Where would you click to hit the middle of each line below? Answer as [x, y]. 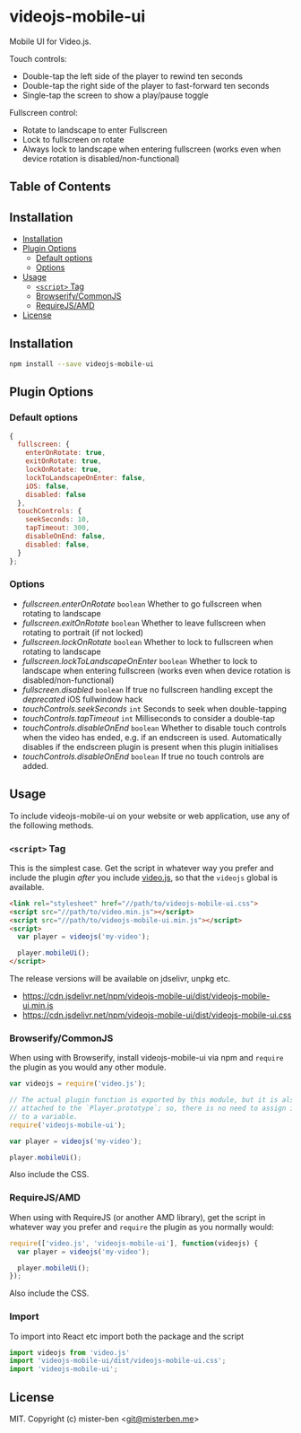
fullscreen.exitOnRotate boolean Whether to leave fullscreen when [144, 623]
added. [35, 765]
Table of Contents [60, 187]
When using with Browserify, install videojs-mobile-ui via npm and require [146, 1058]
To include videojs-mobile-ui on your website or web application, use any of [150, 816]
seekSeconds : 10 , [58, 520]
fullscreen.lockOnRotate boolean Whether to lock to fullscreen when [147, 642]
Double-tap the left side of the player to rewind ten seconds [133, 76]
